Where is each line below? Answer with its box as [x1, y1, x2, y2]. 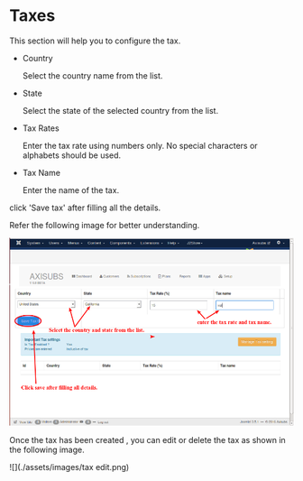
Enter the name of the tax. [22, 184, 120, 195]
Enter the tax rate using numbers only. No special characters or [22, 140, 259, 151]
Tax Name [22, 167, 61, 178]
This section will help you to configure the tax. [9, 35, 181, 46]
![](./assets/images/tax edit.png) [9, 462, 130, 472]
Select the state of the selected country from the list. [22, 105, 219, 116]
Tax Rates [22, 123, 60, 134]
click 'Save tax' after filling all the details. [9, 202, 161, 213]
